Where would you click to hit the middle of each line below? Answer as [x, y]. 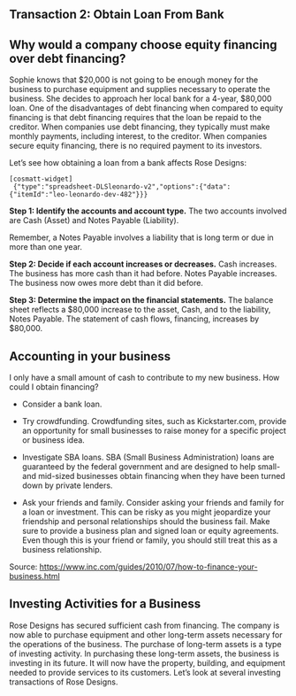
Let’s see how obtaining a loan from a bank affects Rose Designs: [128, 163]
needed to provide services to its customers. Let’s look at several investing [145, 672]
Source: [23, 567]
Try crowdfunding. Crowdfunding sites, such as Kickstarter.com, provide [154, 421]
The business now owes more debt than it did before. [106, 283]
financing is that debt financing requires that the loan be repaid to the [136, 118]
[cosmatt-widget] [41, 179]
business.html [34, 576]
